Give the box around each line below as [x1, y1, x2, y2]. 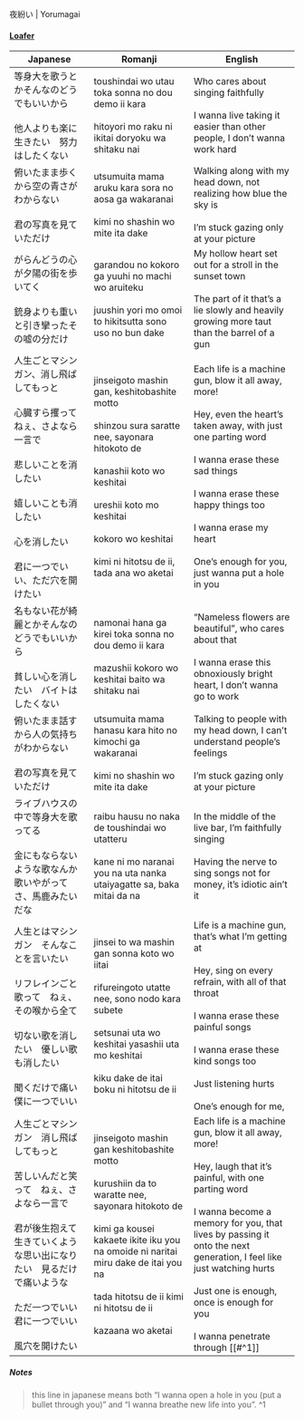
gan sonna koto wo [93, 947, 175, 960]
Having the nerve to [193, 855, 278, 868]
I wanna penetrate [193, 1330, 271, 1343]
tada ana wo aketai [93, 566, 174, 579]
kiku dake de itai [93, 1072, 163, 1085]
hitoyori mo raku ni [93, 121, 174, 133]
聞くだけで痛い [14, 1082, 79, 1095]
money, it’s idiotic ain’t [193, 878, 288, 891]
